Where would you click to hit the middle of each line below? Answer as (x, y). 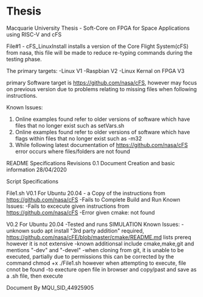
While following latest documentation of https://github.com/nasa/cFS (101, 145)
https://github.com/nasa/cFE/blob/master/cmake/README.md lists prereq (99, 237)
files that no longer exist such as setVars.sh (70, 125)
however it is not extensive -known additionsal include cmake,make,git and (100, 244)
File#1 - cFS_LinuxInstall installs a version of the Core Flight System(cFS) (98, 46)
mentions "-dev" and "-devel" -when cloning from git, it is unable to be (95, 250)
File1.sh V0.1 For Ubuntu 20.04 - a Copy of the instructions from (86, 193)
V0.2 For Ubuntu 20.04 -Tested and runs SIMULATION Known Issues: (93, 224)
